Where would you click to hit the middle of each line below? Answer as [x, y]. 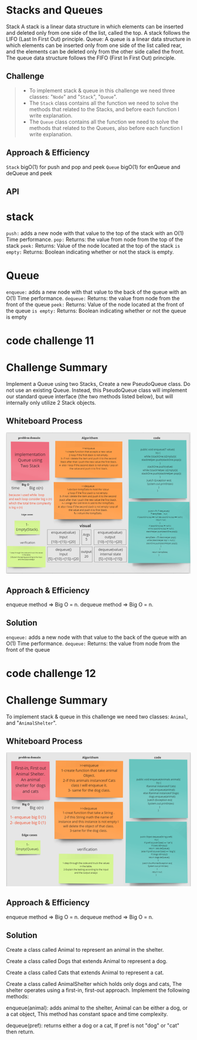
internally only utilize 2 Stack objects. [51, 402]
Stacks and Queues [55, 10]
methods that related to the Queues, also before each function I [106, 128]
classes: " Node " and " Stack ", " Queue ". [73, 96]
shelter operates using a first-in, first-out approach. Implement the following [98, 990]
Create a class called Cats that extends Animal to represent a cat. [85, 972]
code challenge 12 [51, 673]
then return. [21, 1031]
